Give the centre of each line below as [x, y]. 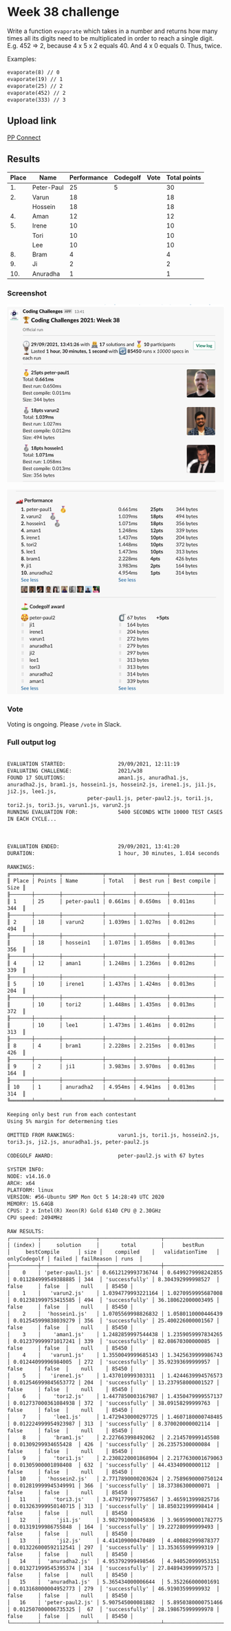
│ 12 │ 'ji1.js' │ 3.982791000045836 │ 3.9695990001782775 [115, 1520]
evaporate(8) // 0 [33, 72]
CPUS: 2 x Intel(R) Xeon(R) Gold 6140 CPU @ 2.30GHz [84, 1211]
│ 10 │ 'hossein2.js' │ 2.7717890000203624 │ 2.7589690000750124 [115, 1479]
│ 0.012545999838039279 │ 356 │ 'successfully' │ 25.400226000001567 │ [113, 1321]
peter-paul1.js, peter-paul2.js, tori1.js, [150, 799]
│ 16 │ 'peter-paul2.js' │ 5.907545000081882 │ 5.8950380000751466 [115, 1603]
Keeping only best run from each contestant [72, 1115]
